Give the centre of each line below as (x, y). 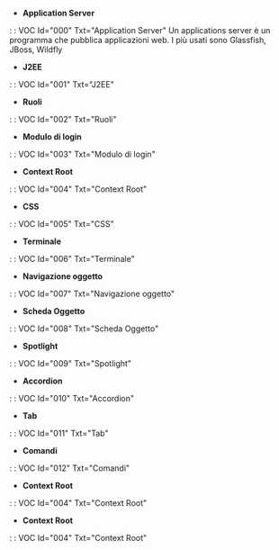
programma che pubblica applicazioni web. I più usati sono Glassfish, (138, 40)
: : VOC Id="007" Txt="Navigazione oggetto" (92, 293)
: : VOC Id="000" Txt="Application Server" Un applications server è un (140, 30)
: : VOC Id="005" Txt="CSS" (62, 224)
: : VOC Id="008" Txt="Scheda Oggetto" (84, 329)
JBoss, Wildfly (36, 50)
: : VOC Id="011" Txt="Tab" (59, 433)
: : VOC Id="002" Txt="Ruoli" (63, 119)
